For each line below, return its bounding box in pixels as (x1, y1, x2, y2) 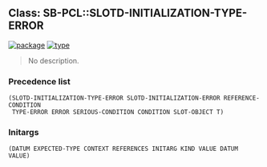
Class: (8, 6, 41, 20)
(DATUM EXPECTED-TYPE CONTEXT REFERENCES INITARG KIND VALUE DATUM (8, 145, 239, 153)
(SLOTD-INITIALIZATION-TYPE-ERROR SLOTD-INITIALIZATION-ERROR (8, 94, 220, 103)
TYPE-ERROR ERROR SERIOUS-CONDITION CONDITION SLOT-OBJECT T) (11, 108, 225, 116)
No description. (27, 55, 79, 65)
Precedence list (8, 75, 71, 87)
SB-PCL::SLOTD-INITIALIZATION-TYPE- (42, 6, 247, 20)
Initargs (8, 127, 39, 138)
